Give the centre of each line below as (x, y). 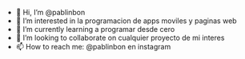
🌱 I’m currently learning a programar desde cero (95, 29)
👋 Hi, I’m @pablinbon (50, 12)
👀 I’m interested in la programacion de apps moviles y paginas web (127, 21)
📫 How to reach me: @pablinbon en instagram (93, 47)
